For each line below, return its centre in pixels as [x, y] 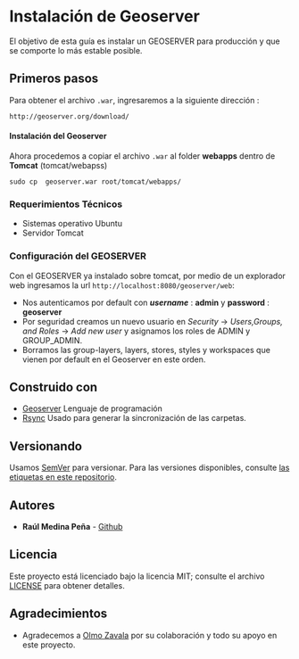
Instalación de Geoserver [105, 16]
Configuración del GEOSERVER [78, 256]
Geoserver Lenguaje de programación [92, 408]
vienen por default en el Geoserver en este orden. [114, 359]
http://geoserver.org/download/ [69, 116]
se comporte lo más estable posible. [76, 50]
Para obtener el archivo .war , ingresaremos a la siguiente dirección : [134, 100]
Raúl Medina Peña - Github [72, 526]
